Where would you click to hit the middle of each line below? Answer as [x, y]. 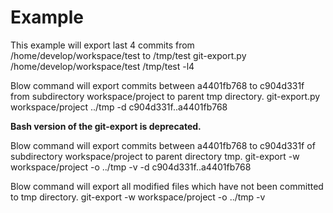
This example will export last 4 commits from [102, 45]
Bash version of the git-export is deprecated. [106, 126]
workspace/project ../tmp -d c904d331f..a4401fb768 [119, 107]
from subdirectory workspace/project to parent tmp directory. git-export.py [165, 96]
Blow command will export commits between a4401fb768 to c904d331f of [163, 145]
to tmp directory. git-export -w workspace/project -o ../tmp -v [138, 197]
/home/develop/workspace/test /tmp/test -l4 [102, 66]
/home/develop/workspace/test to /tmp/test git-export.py [128, 55]
